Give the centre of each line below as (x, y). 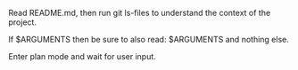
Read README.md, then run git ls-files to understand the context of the (140, 13)
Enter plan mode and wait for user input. (83, 56)
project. (23, 22)
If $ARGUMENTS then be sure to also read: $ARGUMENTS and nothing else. (149, 39)
